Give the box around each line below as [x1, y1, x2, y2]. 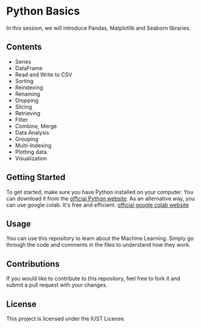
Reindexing [14, 84, 43, 91]
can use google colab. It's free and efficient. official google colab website [6, 201, 189, 209]
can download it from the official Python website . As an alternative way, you [6, 195, 195, 202]
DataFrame [14, 64, 43, 72]
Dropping [14, 96, 39, 104]
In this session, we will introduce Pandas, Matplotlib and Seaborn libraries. [6, 24, 191, 32]
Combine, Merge [14, 122, 57, 130]
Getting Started [6, 172, 66, 182]
